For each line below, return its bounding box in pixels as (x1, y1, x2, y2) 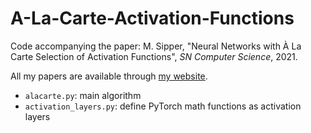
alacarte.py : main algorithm (24, 89, 142, 101)
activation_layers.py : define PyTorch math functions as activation (24, 100, 302, 112)
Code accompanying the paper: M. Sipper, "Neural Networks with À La (10, 40, 302, 52)
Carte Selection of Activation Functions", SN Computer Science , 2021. (10, 50, 298, 62)
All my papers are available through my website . (10, 70, 208, 82)
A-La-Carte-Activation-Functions (10, 7, 295, 30)
